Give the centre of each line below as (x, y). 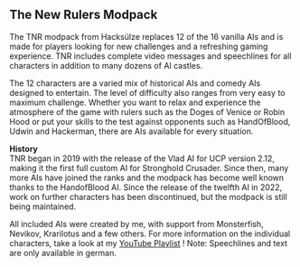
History (24, 148)
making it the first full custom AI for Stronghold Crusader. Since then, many (149, 167)
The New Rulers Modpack (84, 15)
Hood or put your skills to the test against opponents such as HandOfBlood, (150, 121)
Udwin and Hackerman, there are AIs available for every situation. (131, 131)
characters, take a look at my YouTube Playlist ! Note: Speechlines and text (148, 243)
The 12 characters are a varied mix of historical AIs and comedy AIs (135, 83)
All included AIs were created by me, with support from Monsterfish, (136, 224)
